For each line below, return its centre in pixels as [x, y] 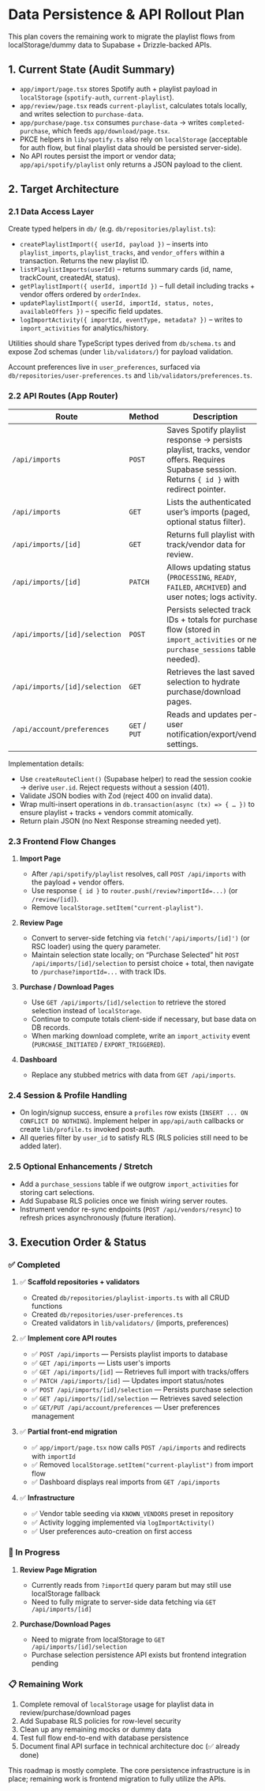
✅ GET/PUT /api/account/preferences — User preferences [126, 1408]
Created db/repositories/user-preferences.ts [107, 1314]
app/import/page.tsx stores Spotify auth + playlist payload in [119, 89]
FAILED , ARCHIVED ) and [207, 586]
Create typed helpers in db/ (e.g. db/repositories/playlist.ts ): [112, 229]
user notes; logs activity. [212, 597]
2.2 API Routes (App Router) [63, 396]
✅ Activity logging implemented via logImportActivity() [123, 1522]
